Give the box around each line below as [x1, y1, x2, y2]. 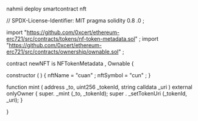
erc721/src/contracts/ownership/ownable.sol [6, 48, 119, 55]
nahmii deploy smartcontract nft [6, 5, 87, 12]
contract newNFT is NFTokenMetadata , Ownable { [6, 60, 134, 67]
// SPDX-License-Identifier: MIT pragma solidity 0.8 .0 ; [6, 17, 144, 24]
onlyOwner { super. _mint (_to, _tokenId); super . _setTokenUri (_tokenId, [6, 90, 188, 97]
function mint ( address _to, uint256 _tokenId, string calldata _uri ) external [6, 83, 193, 91]
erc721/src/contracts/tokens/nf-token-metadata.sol [6, 35, 135, 42]
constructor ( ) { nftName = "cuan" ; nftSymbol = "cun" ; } [6, 72, 151, 78]
